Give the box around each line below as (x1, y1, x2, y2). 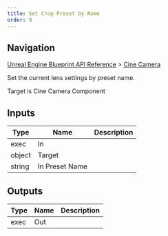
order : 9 (7, 17, 32, 23)
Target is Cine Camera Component (7, 87, 105, 95)
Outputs (7, 185, 43, 197)
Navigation (7, 42, 55, 54)
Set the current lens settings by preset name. (7, 74, 136, 82)
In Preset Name (37, 161, 88, 171)
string (10, 161, 30, 171)
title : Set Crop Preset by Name (7, 10, 100, 17)
